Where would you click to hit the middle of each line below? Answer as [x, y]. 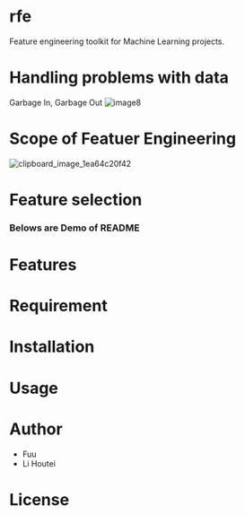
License [39, 499]
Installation [52, 347]
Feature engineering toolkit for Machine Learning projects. [117, 41]
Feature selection [76, 200]
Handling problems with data [119, 78]
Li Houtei [39, 463]
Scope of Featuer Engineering [122, 139]
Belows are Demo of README [74, 228]
